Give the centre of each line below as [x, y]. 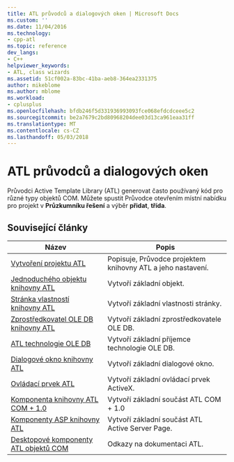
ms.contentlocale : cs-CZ [43, 131]
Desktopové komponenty [52, 439]
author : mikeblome [34, 85]
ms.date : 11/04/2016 [37, 27]
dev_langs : [23, 53]
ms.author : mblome [34, 91]
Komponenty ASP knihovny [55, 419]
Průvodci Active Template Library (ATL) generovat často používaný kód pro [115, 191]
